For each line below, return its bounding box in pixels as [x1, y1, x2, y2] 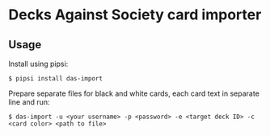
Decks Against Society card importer [8, 6, 262, 24]
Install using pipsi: [8, 59, 69, 68]
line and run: [8, 97, 50, 106]
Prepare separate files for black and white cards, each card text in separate [8, 89, 260, 98]
